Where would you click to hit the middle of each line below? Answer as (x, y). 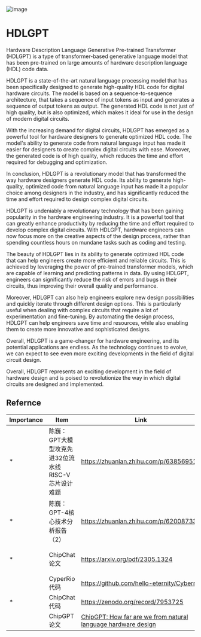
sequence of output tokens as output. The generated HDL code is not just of (100, 106)
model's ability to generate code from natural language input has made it (96, 143)
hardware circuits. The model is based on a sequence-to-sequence (89, 93)
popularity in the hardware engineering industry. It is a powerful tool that (95, 217)
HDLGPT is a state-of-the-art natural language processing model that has (97, 80)
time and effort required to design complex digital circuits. (77, 199)
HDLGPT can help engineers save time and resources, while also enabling (97, 322)
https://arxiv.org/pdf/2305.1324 (127, 559)
